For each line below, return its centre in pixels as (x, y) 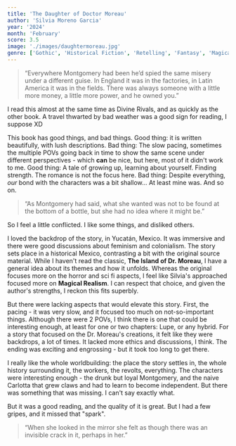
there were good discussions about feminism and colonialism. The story (111, 246)
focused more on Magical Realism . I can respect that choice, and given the (116, 283)
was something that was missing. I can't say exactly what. (91, 393)
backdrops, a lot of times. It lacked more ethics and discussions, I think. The (117, 341)
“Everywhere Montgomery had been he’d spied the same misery (118, 73)
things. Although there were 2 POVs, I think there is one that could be (107, 319)
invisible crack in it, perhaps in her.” (76, 435)
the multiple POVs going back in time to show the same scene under (106, 153)
